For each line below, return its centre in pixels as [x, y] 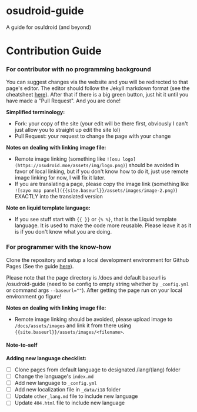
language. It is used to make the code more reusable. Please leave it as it [103, 225]
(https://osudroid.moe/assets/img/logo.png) [70, 166]
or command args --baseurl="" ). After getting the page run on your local [94, 290]
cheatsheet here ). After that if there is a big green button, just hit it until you [97, 95]
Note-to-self [22, 345]
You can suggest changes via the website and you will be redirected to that [97, 82]
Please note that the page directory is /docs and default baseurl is [86, 277]
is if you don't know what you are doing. [63, 232]
